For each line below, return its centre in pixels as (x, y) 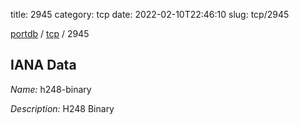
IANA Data (43, 65)
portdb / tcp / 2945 (50, 33)
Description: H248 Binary (62, 108)
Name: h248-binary (51, 89)
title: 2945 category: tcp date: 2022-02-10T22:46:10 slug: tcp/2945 (150, 14)
